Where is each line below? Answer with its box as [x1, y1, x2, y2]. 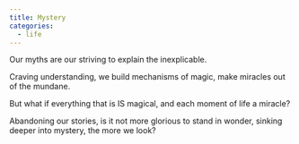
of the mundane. [9, 81, 71, 92]
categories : [9, 21, 54, 30]
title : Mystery [9, 13, 66, 22]
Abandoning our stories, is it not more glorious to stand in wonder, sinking [9, 115, 283, 126]
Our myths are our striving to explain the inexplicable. [9, 55, 207, 65]
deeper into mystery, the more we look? [9, 125, 156, 136]
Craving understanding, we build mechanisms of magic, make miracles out [9, 72, 286, 82]
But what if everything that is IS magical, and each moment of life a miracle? [9, 98, 291, 109]
